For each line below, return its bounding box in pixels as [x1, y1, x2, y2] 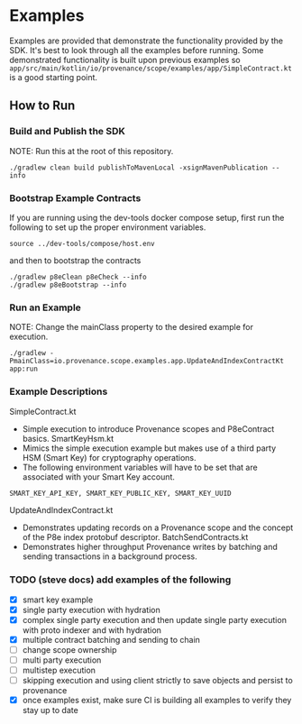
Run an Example [9, 301, 81, 314]
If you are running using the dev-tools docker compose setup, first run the [9, 212, 285, 223]
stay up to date [22, 705, 78, 716]
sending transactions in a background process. [22, 551, 197, 562]
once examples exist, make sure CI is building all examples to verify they [22, 695, 292, 706]
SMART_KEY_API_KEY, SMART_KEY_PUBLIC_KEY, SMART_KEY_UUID [9, 489, 232, 498]
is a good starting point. [9, 71, 97, 82]
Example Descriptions [9, 385, 108, 398]
